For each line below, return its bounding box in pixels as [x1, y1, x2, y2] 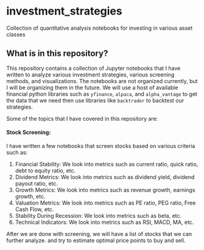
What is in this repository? [6, 49, 108, 59]
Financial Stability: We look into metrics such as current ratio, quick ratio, [15, 160, 199, 167]
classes [6, 30, 26, 38]
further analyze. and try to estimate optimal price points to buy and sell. [6, 237, 186, 244]
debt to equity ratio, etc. [15, 167, 76, 174]
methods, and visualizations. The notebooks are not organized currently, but [6, 77, 198, 84]
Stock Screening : [6, 129, 51, 136]
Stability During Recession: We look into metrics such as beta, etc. [15, 212, 182, 219]
